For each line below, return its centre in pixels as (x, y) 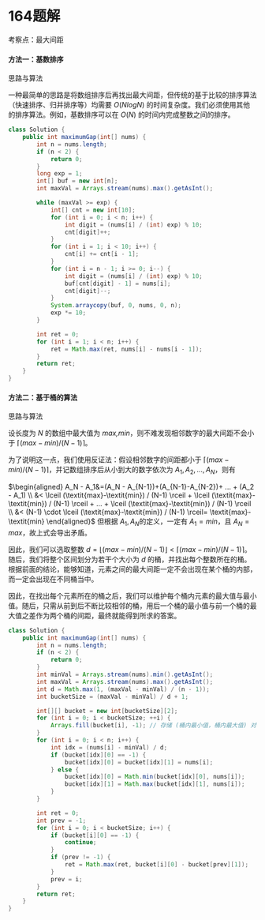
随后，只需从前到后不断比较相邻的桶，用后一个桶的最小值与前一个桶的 (136, 606)
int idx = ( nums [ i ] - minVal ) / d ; (109, 747)
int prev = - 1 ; (62, 820)
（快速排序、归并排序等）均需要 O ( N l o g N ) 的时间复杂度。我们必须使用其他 (129, 105)
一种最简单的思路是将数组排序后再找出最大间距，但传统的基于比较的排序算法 (132, 95)
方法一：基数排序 (36, 59)
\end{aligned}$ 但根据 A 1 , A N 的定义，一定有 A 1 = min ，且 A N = (148, 522)
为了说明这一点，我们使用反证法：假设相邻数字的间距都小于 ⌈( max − (119, 460)
